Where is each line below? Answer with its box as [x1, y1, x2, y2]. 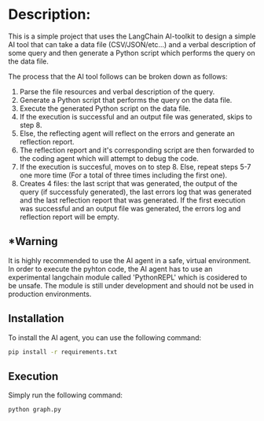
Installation [8, 312, 64, 325]
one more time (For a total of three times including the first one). [19, 170, 228, 180]
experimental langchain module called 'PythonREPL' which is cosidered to [8, 273, 247, 282]
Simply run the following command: [8, 390, 123, 400]
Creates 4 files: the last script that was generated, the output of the [19, 178, 238, 188]
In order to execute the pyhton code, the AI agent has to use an [8, 264, 213, 273]
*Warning [8, 235, 58, 248]
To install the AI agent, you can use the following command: [8, 332, 202, 342]
